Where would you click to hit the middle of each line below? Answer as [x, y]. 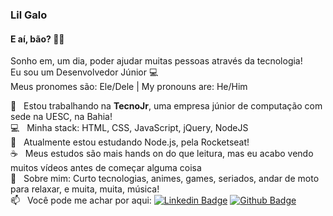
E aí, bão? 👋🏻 [37, 39]
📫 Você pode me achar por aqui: [81, 200]
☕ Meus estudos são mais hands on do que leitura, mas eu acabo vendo [162, 154]
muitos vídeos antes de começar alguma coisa [106, 168]
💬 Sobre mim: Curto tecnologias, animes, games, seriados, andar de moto [165, 179]
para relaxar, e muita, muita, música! [85, 189]
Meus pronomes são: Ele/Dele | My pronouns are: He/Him [129, 87]
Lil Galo [29, 15]
